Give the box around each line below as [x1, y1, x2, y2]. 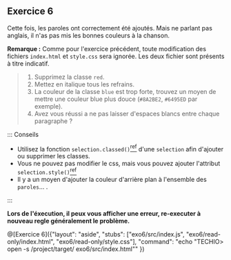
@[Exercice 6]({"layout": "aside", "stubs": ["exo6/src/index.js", [7, 230, 185, 239]
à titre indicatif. [7, 59, 50, 68]
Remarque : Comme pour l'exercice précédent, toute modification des [7, 44, 207, 53]
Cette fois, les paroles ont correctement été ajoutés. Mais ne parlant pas [7, 24, 212, 32]
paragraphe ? [34, 117, 73, 125]
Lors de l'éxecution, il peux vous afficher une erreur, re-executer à [7, 210, 201, 218]
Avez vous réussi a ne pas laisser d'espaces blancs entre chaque [34, 109, 220, 118]
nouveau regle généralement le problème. [7, 217, 130, 225]
